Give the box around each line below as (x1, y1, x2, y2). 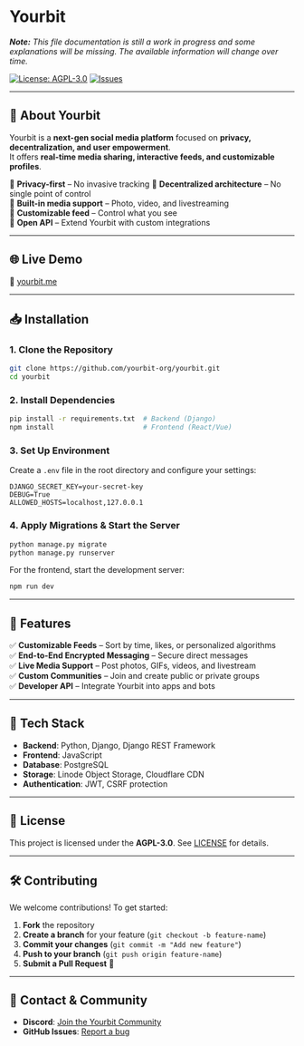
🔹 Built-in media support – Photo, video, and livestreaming (9, 198, 229, 208)
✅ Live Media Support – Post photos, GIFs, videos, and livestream (9, 660, 256, 672)
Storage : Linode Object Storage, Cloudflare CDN (22, 769, 205, 780)
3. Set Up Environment (9, 444, 110, 457)
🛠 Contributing (9, 873, 98, 889)
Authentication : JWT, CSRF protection (22, 778, 168, 789)
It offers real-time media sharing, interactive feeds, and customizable (9, 151, 275, 162)
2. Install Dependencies (9, 393, 116, 406)
